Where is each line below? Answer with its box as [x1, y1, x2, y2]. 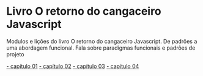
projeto [6, 50, 24, 58]
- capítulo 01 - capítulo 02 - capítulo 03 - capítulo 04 [6, 63, 139, 70]
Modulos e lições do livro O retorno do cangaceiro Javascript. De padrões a [6, 37, 197, 45]
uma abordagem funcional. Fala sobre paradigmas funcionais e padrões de [6, 44, 196, 51]
